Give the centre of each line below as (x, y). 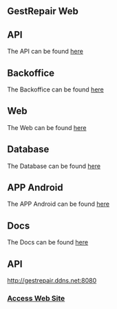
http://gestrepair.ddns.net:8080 (52, 281)
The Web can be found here (47, 127)
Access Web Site (36, 298)
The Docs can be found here (47, 242)
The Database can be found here (54, 166)
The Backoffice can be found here (56, 89)
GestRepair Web (43, 11)
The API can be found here (45, 52)
